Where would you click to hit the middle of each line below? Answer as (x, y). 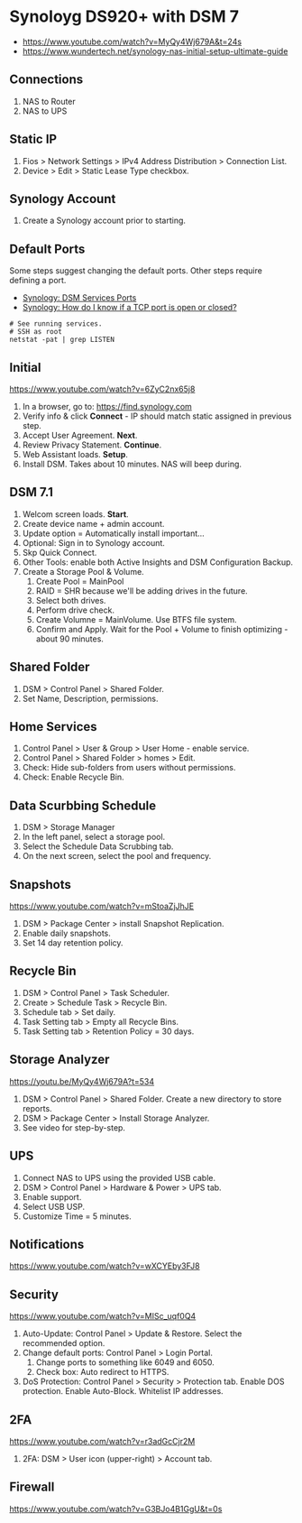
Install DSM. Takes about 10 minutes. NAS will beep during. (132, 464)
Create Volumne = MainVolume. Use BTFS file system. (136, 619)
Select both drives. (71, 600)
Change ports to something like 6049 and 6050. (125, 1362)
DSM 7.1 (32, 492)
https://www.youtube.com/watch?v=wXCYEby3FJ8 (105, 1266)
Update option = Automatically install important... (113, 533)
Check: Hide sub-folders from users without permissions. (129, 768)
